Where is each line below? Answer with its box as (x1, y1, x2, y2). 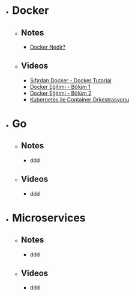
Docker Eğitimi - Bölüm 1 (29, 83, 91, 90)
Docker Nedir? (29, 43, 66, 50)
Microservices (11, 211, 86, 225)
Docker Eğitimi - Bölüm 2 (29, 89, 92, 97)
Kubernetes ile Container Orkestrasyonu (29, 95, 130, 103)
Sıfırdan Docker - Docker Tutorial (29, 76, 112, 84)
